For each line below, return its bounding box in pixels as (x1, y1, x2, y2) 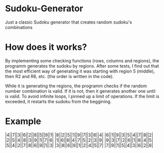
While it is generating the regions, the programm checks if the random (5, 83, 147, 89)
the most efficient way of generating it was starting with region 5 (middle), (5, 68, 155, 74)
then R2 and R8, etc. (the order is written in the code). (5, 73, 114, 79)
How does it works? (5, 42, 87, 53)
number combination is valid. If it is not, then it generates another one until (5, 88, 156, 94)
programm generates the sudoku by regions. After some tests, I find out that (5, 63, 159, 69)
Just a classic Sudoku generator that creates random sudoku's (5, 19, 132, 25)
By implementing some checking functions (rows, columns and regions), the (5, 57, 160, 64)
